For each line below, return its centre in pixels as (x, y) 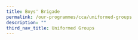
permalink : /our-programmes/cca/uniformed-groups (69, 17)
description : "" (26, 22)
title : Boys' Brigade (33, 11)
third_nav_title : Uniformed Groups (50, 28)
